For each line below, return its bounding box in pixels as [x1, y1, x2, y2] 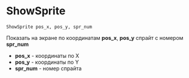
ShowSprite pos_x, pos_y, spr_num [6, 24, 93, 30]
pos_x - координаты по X [14, 52, 80, 59]
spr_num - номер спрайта [14, 64, 82, 72]
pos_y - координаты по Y [14, 58, 79, 65]
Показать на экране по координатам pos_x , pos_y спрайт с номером [6, 34, 184, 41]
